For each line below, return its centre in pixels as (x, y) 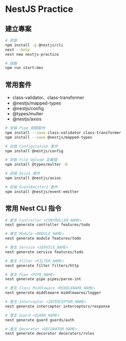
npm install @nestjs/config (34, 151)
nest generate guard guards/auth (40, 320)
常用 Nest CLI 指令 (33, 209)
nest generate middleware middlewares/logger (53, 293)
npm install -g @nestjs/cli (34, 45)
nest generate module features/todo (43, 239)
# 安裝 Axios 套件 (23, 173)
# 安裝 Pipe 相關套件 (25, 128)
